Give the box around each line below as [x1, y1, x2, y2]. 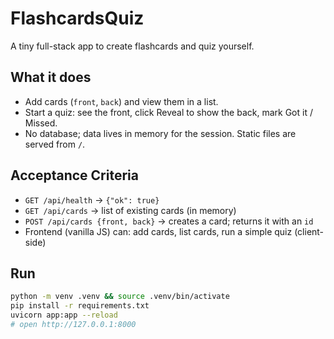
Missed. [24, 117, 58, 129]
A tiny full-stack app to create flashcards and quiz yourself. [10, 40, 255, 52]
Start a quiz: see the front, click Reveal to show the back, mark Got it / [24, 106, 313, 118]
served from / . [24, 138, 86, 150]
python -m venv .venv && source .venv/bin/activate [10, 292, 230, 302]
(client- [294, 225, 325, 237]
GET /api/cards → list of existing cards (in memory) [24, 204, 237, 216]
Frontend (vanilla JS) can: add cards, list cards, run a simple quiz [24, 225, 293, 237]
